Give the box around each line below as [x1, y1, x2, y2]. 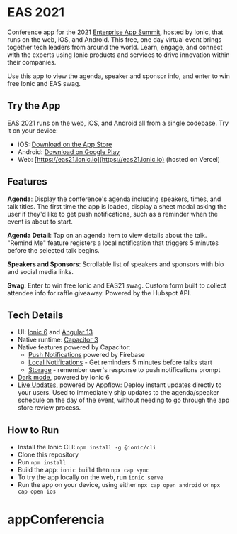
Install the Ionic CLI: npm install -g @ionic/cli [17, 443, 157, 452]
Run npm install [17, 458, 67, 467]
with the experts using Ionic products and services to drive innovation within [7, 50, 230, 59]
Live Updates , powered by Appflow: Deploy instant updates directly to [17, 381, 222, 389]
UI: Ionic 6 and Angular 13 [17, 328, 93, 337]
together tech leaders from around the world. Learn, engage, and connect [7, 43, 223, 51]
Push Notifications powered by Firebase [28, 351, 145, 359]
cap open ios [17, 488, 57, 496]
